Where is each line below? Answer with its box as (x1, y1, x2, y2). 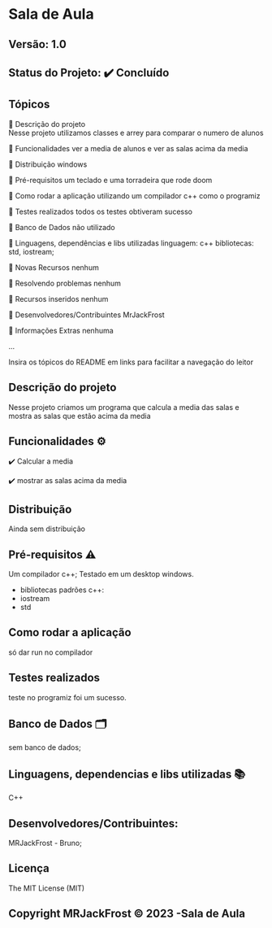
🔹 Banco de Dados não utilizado (8, 222, 115, 232)
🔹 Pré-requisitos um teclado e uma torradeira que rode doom (8, 175, 213, 185)
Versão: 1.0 (8, 37, 67, 51)
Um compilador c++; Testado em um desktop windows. (8, 569, 194, 579)
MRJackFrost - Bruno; (8, 839, 83, 848)
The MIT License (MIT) (8, 883, 85, 893)
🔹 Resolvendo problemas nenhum (8, 278, 122, 288)
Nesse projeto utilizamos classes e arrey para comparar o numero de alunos (8, 128, 264, 137)
